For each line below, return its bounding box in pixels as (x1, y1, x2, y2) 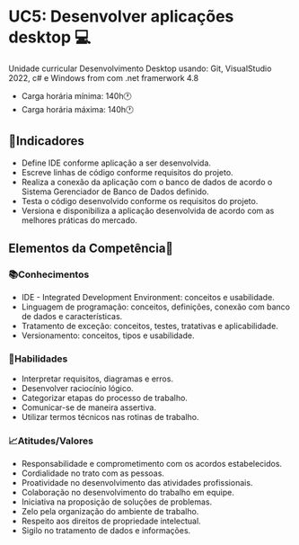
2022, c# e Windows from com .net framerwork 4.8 (8, 72, 199, 83)
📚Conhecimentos (8, 268, 90, 281)
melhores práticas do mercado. (21, 214, 138, 226)
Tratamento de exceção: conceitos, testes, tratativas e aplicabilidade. (21, 321, 279, 332)
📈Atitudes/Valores (8, 434, 93, 447)
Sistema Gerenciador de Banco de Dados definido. (21, 186, 209, 197)
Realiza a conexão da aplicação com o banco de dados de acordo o (21, 176, 273, 187)
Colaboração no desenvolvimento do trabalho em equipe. (21, 487, 234, 498)
